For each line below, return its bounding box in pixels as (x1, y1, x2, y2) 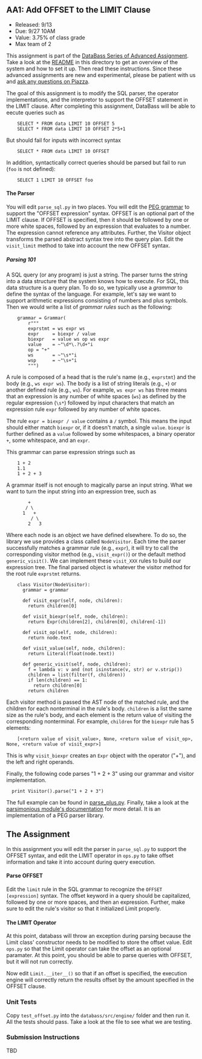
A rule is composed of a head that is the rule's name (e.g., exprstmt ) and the (6, 373, 196, 381)
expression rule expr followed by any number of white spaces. (6, 406, 161, 413)
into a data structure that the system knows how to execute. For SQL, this (6, 277, 189, 284)
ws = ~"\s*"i (28, 352, 77, 358)
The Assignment (6, 829, 71, 840)
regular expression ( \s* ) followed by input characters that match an (6, 399, 174, 406)
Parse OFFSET (6, 872, 44, 880)
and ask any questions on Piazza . (6, 78, 90, 85)
